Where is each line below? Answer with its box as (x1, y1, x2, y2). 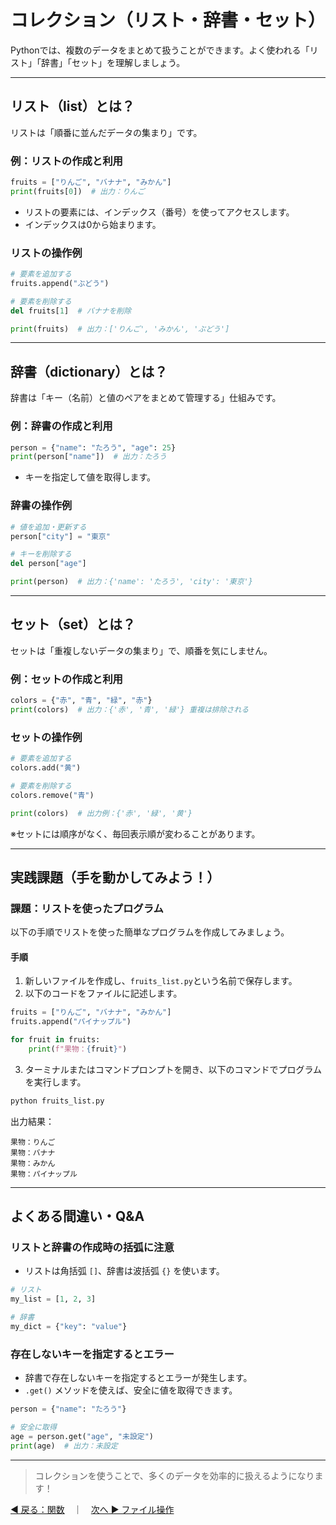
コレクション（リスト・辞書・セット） (10, 9, 327, 32)
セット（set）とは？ (10, 616, 136, 633)
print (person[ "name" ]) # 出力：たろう (10, 452, 167, 462)
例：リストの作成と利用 (10, 154, 123, 168)
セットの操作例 (10, 730, 83, 744)
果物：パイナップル (10, 1169, 78, 1179)
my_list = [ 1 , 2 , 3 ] (10, 1294, 97, 1305)
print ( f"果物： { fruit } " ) (28, 1044, 128, 1055)
